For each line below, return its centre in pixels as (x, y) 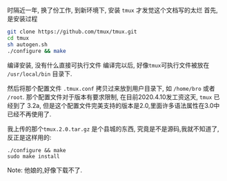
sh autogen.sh (28, 44)
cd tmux (18, 38)
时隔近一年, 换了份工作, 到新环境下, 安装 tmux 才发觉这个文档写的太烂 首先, (113, 10)
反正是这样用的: (29, 137)
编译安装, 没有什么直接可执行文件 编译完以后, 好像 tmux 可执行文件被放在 (108, 65)
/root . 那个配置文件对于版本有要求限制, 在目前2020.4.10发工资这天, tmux (110, 97)
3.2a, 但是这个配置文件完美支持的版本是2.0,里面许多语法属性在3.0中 (123, 105)
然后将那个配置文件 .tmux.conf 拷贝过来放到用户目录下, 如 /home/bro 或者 (111, 88)
